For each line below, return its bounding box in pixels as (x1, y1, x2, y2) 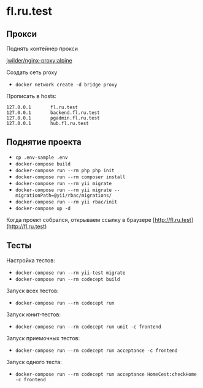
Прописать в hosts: (6, 93, 57, 99)
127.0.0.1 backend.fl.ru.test (6, 110, 100, 116)
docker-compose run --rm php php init (15, 167, 115, 173)
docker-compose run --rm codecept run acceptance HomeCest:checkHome (15, 371, 197, 378)
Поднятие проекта (6, 137, 82, 148)
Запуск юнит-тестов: (6, 311, 61, 318)
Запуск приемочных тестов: (6, 334, 80, 341)
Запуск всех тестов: (6, 287, 59, 294)
